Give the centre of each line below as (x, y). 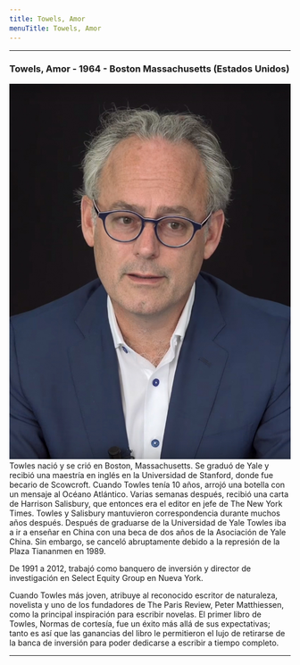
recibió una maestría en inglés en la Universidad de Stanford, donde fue (142, 475)
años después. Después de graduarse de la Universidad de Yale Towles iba (148, 522)
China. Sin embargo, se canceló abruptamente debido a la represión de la (145, 542)
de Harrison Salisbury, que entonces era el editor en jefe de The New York (146, 503)
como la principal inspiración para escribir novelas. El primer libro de (135, 614)
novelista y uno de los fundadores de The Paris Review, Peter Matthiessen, (146, 604)
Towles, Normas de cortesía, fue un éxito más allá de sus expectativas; (140, 623)
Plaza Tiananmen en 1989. (58, 551)
